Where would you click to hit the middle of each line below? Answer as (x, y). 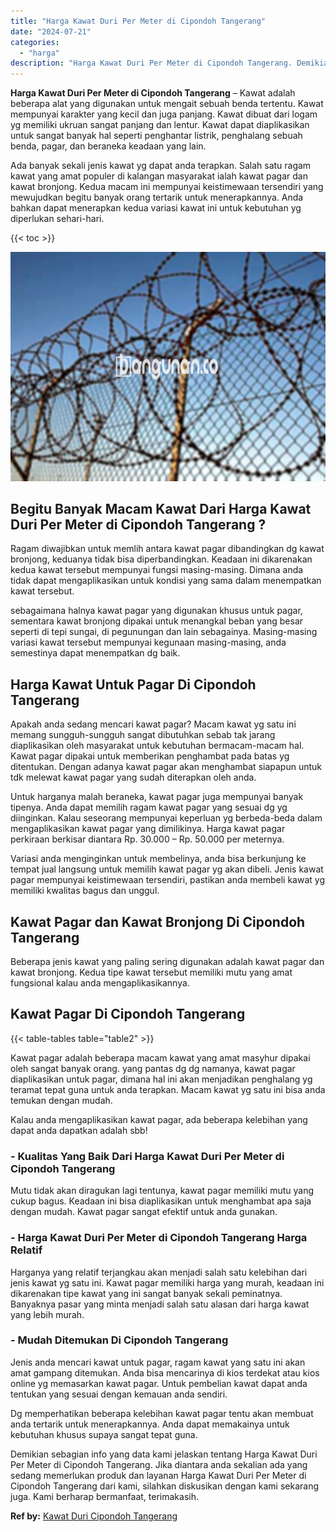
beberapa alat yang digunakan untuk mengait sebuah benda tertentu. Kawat (167, 104)
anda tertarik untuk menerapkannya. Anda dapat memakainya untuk (150, 1424)
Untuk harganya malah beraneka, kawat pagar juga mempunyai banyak (157, 797)
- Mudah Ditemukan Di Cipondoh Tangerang (119, 1340)
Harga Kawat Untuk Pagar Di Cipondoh (133, 684)
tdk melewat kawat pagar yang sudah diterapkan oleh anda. (133, 777)
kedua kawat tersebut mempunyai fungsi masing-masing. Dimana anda (157, 570)
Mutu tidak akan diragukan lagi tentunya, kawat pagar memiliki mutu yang (162, 1191)
